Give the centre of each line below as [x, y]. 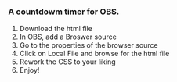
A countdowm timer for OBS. [64, 12]
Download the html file [56, 29]
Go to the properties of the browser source [88, 45]
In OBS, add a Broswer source [68, 37]
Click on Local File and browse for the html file [94, 54]
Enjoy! [29, 70]
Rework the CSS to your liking [67, 62]
